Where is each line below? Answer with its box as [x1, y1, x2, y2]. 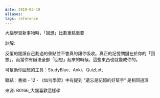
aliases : [5, 12, 23, 16]
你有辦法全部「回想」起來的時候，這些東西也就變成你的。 [24, 57, 140, 63]
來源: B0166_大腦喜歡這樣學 [5, 88, 61, 94]
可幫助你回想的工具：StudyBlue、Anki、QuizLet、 [5, 67, 106, 73]
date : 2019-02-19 [5, 7, 41, 12]
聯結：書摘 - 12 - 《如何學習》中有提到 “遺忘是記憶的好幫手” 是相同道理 [5, 77, 149, 83]
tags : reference [5, 16, 38, 21]
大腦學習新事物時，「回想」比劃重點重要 [5, 30, 85, 36]
